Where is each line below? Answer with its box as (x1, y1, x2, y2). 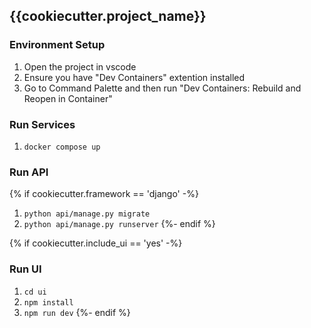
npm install (23, 297, 74, 308)
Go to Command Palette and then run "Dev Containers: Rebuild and (23, 82, 302, 94)
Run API (9, 165, 49, 179)
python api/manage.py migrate (23, 209, 151, 219)
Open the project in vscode (23, 60, 137, 73)
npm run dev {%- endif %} (23, 306, 131, 318)
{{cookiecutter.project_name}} (9, 8, 207, 25)
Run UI (9, 262, 42, 276)
